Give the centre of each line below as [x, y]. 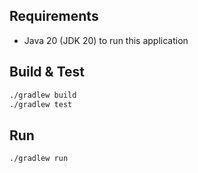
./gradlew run [39, 159]
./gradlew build [43, 95]
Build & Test [47, 72]
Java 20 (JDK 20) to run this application [106, 40]
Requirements [54, 16]
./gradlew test [41, 104]
